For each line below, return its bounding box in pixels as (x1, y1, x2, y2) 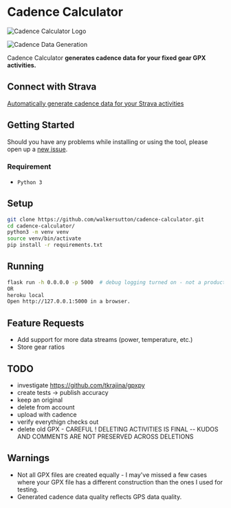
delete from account (16, 403, 75, 411)
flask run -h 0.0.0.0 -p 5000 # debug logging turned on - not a (7, 278, 201, 286)
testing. (16, 485, 39, 494)
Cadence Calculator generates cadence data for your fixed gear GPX (7, 53, 206, 62)
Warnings (7, 452, 50, 464)
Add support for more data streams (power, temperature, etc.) (16, 336, 193, 344)
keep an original (16, 396, 63, 404)
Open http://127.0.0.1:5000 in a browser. (7, 298, 131, 305)
